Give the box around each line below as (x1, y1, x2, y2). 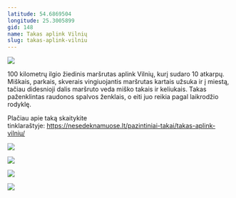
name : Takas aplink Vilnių (7, 30, 88, 38)
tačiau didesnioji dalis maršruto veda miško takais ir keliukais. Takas (7, 85, 207, 93)
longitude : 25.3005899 (7, 17, 75, 24)
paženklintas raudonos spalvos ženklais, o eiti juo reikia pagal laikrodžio (7, 93, 219, 101)
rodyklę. (7, 100, 32, 109)
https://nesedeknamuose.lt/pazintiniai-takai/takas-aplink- (46, 122, 216, 130)
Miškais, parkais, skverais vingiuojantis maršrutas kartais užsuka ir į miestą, (7, 78, 230, 86)
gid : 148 (7, 24, 34, 31)
